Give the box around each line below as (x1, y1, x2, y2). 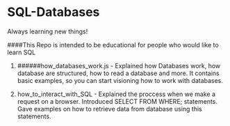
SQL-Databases (7, 4, 100, 20)
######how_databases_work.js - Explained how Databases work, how (17, 61, 221, 70)
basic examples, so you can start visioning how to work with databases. (17, 76, 224, 84)
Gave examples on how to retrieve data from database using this (17, 104, 203, 113)
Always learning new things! (7, 27, 88, 36)
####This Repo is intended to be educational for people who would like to (7, 40, 219, 49)
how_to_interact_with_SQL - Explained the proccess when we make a (17, 90, 216, 98)
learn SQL (7, 48, 36, 56)
